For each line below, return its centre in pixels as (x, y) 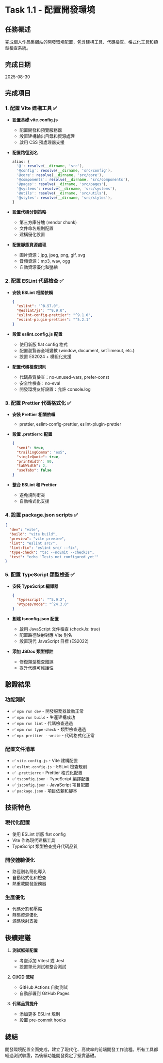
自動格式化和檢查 (29, 878)
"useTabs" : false (34, 470)
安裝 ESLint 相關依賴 (33, 292)
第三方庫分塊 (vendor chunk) (48, 222)
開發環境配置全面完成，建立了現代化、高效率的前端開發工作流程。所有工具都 (81, 1049)
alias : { (21, 161)
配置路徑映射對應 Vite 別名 (46, 635)
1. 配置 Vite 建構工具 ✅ (31, 108)
